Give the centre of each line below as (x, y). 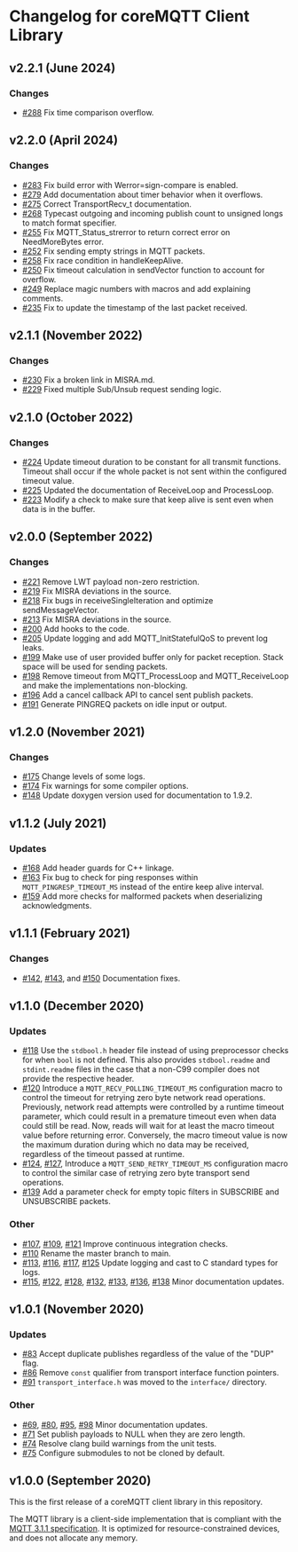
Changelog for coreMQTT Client (129, 16)
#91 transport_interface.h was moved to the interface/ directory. (145, 1383)
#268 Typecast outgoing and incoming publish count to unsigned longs (153, 213)
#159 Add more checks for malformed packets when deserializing (142, 896)
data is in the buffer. (59, 508)
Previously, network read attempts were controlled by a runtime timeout (153, 1107)
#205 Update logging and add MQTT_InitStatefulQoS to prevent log (145, 638)
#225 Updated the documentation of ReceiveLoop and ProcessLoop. (148, 490)
